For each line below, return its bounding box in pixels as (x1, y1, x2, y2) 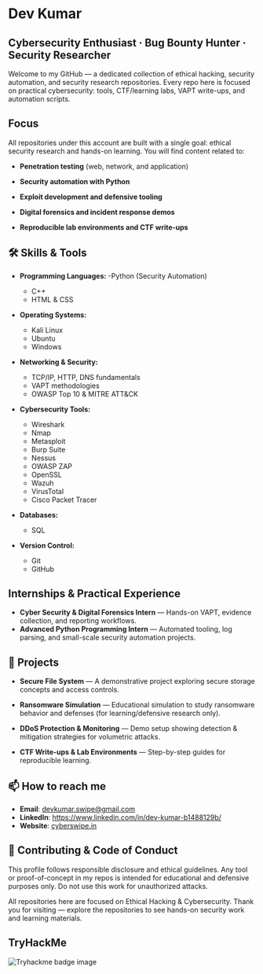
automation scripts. (8, 94, 71, 103)
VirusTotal (31, 486, 64, 496)
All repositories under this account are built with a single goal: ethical (8, 138, 232, 147)
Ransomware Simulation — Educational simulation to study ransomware (19, 700, 255, 710)
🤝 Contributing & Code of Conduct (8, 843, 178, 858)
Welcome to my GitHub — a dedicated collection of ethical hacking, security (8, 69, 255, 79)
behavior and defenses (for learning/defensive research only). (19, 709, 221, 718)
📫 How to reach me (8, 780, 107, 793)
